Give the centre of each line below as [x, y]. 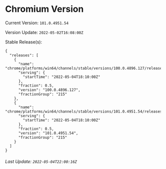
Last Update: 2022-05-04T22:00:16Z [41, 161]
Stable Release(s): [24, 42]
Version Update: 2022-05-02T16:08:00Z [44, 32]
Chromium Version [44, 9]
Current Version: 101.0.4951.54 [37, 23]
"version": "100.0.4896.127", [49, 90]
